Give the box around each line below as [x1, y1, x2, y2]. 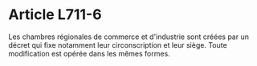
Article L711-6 [8, 6, 102, 24]
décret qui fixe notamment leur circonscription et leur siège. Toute [8, 40, 227, 49]
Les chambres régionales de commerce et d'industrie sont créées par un [8, 32, 249, 41]
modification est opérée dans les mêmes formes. [8, 49, 170, 58]
